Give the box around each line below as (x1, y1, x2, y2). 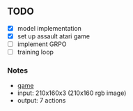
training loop (17, 48, 54, 56)
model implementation (17, 24, 82, 32)
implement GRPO (17, 40, 67, 48)
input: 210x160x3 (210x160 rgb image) (17, 89, 127, 97)
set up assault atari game (17, 31, 91, 40)
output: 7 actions (17, 96, 66, 105)
